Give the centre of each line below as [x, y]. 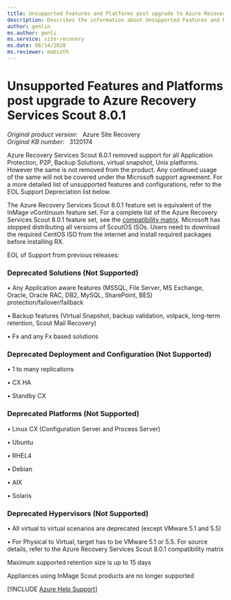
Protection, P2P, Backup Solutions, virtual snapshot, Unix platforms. [103, 162]
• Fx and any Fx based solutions [53, 337]
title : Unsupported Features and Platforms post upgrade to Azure [104, 13]
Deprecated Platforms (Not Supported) [73, 414]
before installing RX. [36, 241]
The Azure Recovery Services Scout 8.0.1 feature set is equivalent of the [109, 205]
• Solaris [20, 495]
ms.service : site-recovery [46, 39]
